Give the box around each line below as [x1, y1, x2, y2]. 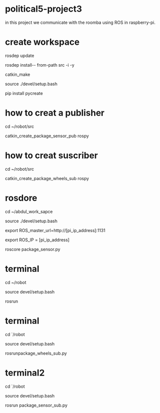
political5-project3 [5, 3, 82, 15]
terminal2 [5, 367, 45, 378]
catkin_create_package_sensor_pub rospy [5, 133, 89, 139]
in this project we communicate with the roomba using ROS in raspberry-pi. [5, 19, 156, 25]
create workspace [5, 36, 80, 48]
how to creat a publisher [5, 108, 105, 119]
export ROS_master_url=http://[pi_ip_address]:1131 [5, 227, 106, 233]
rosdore [5, 192, 37, 203]
